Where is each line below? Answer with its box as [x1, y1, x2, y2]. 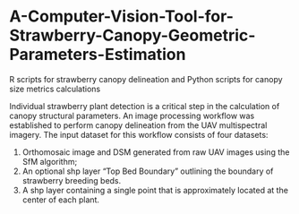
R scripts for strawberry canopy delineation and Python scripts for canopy [9, 73, 284, 84]
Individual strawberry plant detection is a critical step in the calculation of [9, 100, 280, 111]
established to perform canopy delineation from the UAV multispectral [9, 119, 268, 131]
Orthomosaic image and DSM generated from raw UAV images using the [21, 146, 290, 158]
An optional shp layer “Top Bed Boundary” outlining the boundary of [21, 166, 274, 176]
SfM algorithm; [21, 156, 78, 167]
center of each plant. [21, 194, 100, 205]
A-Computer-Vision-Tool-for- [9, 6, 235, 27]
